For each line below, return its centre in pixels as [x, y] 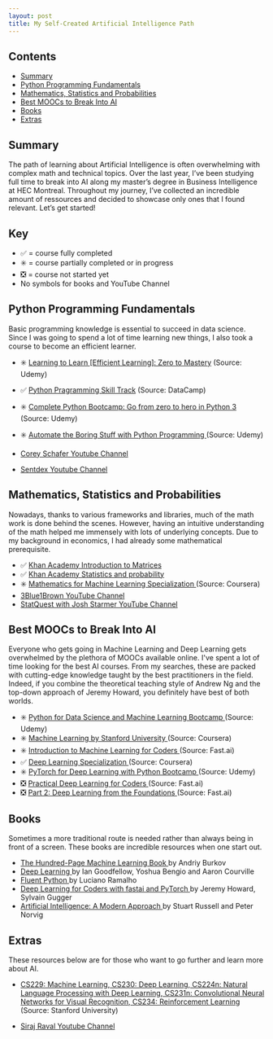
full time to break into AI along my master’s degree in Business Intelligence [133, 182]
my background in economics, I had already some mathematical [115, 540]
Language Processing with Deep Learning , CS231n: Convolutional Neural [142, 993]
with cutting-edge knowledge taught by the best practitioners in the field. [131, 675]
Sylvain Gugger [46, 897]
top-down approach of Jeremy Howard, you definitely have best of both [129, 692]
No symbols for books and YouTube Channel [95, 283]
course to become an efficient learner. [72, 346]
